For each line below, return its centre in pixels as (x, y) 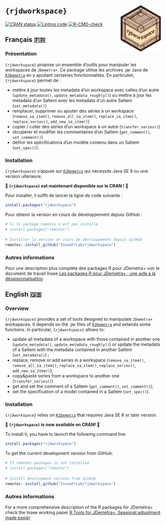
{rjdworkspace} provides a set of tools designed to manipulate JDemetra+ (79, 319)
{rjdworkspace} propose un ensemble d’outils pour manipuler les (71, 65)
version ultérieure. (24, 176)
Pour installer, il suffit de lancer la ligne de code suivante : (64, 195)
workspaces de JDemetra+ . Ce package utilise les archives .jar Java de (77, 70)
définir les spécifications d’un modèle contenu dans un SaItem (76, 142)
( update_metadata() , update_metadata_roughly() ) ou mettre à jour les (82, 95)
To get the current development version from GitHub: (59, 453)
